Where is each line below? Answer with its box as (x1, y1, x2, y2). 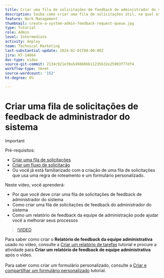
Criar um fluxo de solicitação (12, 162, 70, 168)
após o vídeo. (5, 252, 33, 257)
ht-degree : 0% (5, 75, 34, 80)
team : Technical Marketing (5, 44, 60, 48)
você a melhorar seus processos (12, 217, 78, 223)
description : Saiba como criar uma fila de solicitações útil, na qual (5, 12, 154, 17)
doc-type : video (5, 57, 38, 62)
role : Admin (5, 30, 29, 35)
